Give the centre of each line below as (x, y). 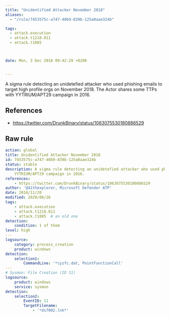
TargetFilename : (40, 306)
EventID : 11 (36, 301)
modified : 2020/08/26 (28, 197)
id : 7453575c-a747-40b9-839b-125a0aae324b (51, 160)
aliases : (14, 15)
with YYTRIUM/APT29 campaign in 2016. (48, 95)
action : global (21, 150)
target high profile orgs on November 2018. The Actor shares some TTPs (81, 89)
